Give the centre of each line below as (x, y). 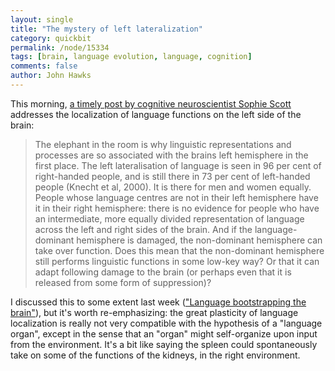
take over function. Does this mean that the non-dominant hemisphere (179, 250)
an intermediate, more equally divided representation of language (169, 218)
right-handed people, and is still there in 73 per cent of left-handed (172, 176)
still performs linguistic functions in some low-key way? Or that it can (177, 261)
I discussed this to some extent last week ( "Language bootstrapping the (158, 302)
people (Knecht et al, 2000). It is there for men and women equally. (173, 187)
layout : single (42, 19)
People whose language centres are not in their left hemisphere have (176, 197)
